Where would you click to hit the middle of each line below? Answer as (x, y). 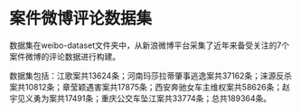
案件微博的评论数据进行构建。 (65, 56)
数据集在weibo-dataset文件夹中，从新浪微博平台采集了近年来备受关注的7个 (150, 45)
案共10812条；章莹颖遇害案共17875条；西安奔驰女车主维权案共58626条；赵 (150, 87)
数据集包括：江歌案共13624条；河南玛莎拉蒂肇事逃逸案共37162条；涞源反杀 (150, 75)
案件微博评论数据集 (81, 19)
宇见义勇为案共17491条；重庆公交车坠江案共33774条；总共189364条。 (141, 98)
